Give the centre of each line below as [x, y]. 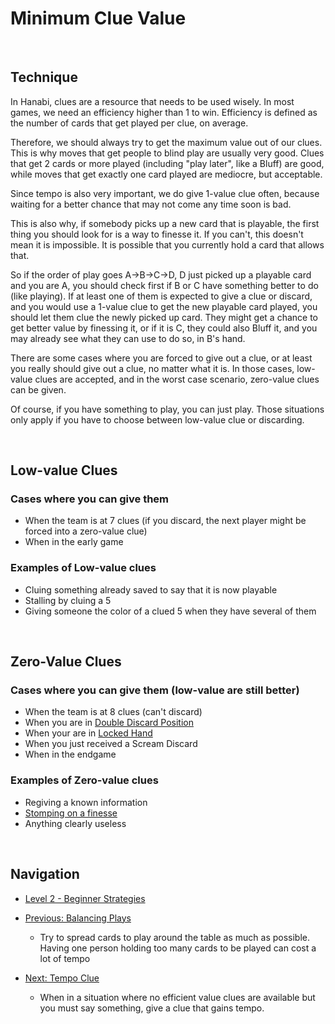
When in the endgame [70, 754]
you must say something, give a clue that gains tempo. [152, 1008]
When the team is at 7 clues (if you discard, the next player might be [165, 521]
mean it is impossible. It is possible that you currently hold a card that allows [167, 244]
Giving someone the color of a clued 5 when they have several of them [170, 611]
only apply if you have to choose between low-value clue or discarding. [157, 419]
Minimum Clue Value [98, 18]
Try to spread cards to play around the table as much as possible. [175, 937]
